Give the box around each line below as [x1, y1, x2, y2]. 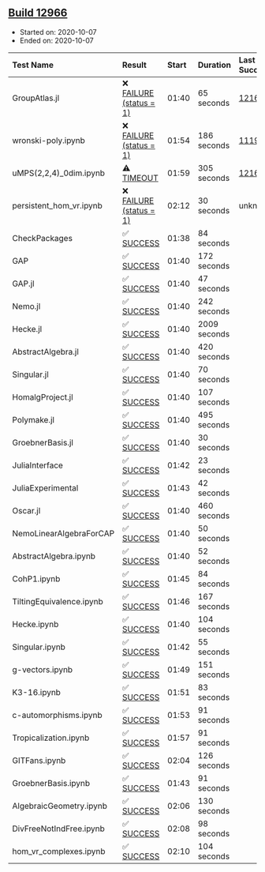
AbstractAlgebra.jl [12, 346, 79, 357]
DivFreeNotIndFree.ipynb [12, 823, 105, 834]
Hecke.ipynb [12, 618, 59, 630]
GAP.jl [12, 278, 35, 289]
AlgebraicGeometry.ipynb [12, 800, 108, 811]
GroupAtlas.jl [12, 92, 60, 103]
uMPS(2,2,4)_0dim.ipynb [12, 167, 105, 179]
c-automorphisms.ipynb [12, 709, 103, 720]
